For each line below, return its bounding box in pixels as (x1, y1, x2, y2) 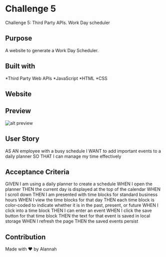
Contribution (5, 232, 46, 241)
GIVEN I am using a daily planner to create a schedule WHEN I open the (5, 181, 152, 187)
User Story (5, 135, 39, 143)
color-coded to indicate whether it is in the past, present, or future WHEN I (5, 202, 158, 208)
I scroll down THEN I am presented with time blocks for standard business (5, 191, 158, 198)
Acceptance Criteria (5, 167, 69, 176)
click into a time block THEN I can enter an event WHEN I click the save (5, 207, 152, 213)
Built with (5, 62, 35, 71)
